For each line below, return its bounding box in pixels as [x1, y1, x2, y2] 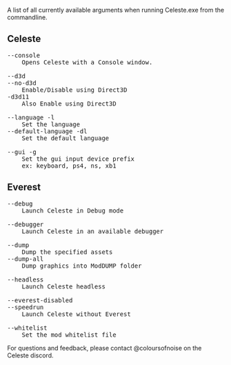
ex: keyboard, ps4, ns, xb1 [21, 161, 117, 170]
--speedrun [7, 303, 44, 311]
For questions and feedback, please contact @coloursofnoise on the [7, 344, 202, 352]
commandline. [7, 13, 48, 21]
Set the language [21, 120, 81, 128]
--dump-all [7, 255, 44, 263]
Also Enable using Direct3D [21, 99, 117, 108]
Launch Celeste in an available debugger [21, 227, 164, 235]
